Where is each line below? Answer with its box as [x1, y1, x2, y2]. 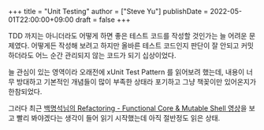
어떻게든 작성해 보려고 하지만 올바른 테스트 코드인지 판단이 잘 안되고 [31, 41, 240, 50]
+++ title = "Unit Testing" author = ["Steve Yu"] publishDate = [8, 7, 209, 16]
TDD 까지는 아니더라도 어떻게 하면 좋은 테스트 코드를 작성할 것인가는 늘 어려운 [8, 31, 247, 40]
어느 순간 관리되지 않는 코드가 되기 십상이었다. [35, 51, 177, 60]
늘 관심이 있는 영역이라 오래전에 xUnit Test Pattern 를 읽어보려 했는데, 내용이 [8, 67, 245, 77]
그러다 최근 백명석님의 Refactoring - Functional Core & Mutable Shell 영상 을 [8, 103, 247, 113]
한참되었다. [8, 87, 43, 96]
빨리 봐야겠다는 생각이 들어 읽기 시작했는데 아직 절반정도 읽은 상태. [16, 114, 221, 122]
